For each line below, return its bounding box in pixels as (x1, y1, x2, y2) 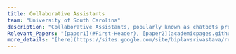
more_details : (7, 36, 49, 43)
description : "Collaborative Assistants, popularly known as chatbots (7, 23, 218, 30)
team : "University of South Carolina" (7, 17, 121, 24)
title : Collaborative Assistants (7, 10, 105, 18)
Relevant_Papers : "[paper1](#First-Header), (7, 29, 140, 37)
